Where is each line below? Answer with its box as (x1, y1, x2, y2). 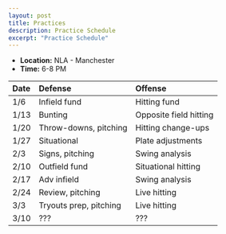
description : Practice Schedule (8, 26, 116, 34)
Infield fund (38, 96, 82, 107)
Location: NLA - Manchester (19, 56, 115, 65)
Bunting (38, 109, 68, 120)
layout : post (8, 11, 52, 20)
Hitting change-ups (135, 123, 210, 134)
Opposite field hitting (135, 109, 214, 120)
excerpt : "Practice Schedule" (8, 33, 109, 42)
